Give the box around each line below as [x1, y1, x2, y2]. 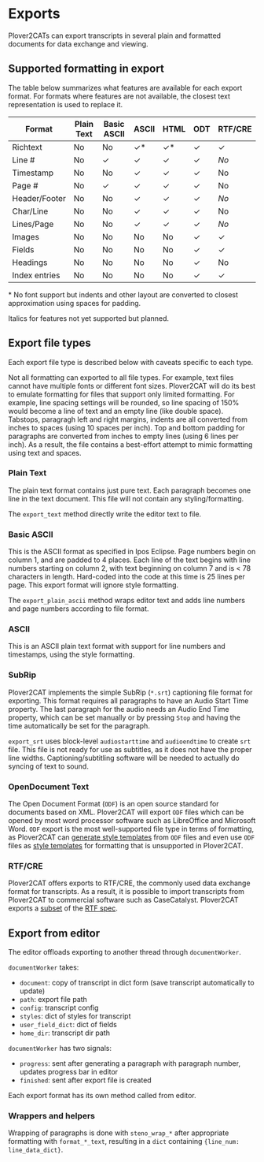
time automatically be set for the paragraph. [8, 721, 151, 730]
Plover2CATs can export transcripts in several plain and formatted [8, 31, 222, 40]
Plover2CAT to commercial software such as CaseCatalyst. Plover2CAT [8, 896, 239, 905]
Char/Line [12, 206, 49, 217]
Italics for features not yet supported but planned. [8, 313, 170, 323]
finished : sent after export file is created [19, 1075, 152, 1085]
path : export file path [19, 995, 88, 1004]
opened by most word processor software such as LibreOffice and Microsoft [8, 816, 256, 825]
